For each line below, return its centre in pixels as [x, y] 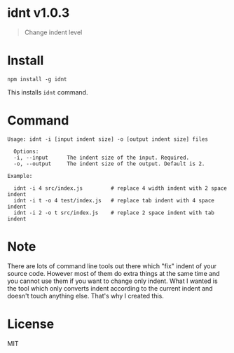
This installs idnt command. [48, 92]
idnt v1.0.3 [39, 13]
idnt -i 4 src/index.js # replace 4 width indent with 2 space [121, 188]
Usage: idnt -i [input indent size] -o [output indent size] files [108, 139]
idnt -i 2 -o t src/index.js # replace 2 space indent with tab [114, 213]
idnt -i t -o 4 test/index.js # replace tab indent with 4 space [114, 200]
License [31, 324]
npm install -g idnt [37, 79]
